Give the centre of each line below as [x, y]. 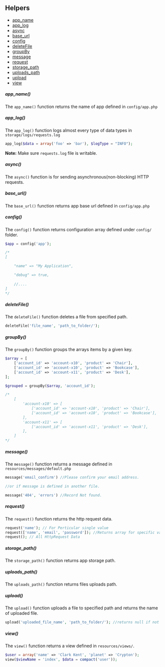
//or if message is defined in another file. [52, 486]
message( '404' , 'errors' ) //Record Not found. [54, 495]
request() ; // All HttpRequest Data [42, 537]
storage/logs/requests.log [33, 135]
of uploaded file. [22, 613]
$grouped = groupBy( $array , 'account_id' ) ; [50, 386]
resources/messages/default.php [38, 469]
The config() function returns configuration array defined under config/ [78, 229]
